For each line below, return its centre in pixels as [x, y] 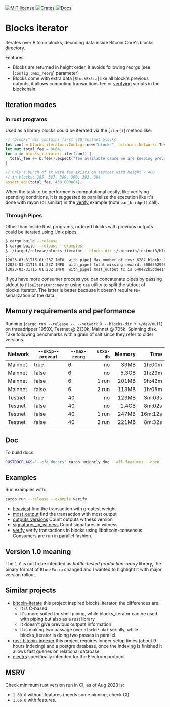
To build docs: [20, 452]
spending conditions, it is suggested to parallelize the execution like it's [79, 197]
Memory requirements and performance [70, 311]
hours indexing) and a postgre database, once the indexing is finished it [87, 646]
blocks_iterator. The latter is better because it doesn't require [69, 290]
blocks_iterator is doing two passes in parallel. [68, 635]
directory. [15, 48]
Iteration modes [31, 105]
